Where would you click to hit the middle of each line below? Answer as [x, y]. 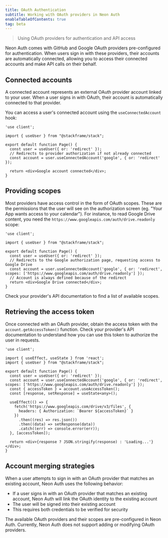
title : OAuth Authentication [36, 10]
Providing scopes [33, 191]
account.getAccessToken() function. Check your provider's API [70, 329]
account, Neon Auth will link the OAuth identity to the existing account [85, 499]
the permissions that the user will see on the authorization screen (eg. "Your [84, 208]
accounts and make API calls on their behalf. [51, 64]
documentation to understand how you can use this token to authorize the [81, 334]
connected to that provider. [33, 103]
